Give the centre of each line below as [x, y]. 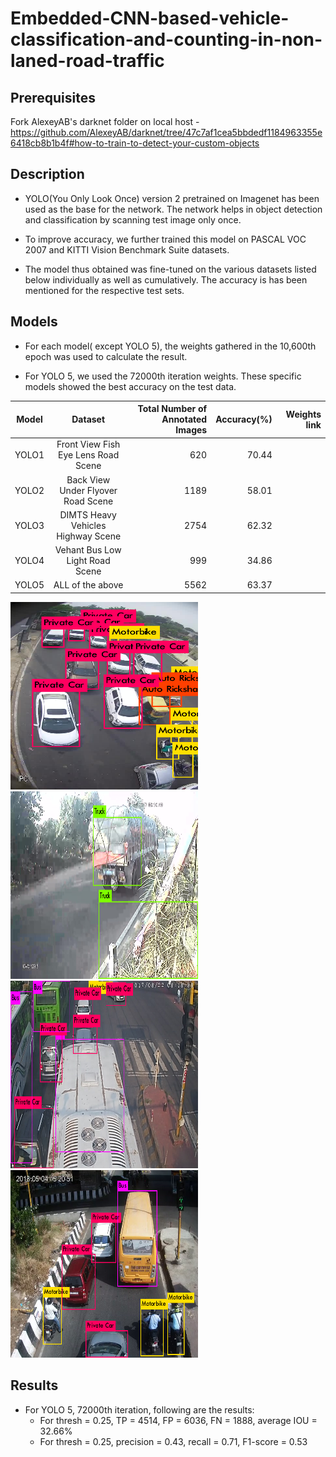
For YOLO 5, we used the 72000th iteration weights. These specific [163, 376]
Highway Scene [89, 536]
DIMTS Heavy [88, 514]
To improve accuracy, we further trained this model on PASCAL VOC [165, 239]
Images [191, 430]
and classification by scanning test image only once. [133, 219]
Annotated [184, 419]
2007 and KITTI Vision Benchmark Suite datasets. [127, 249]
